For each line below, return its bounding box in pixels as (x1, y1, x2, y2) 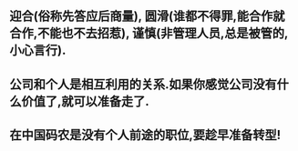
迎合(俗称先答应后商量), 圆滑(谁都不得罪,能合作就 (9, 8, 285, 25)
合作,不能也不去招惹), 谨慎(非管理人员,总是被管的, (9, 25, 289, 41)
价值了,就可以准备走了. (21, 94, 150, 109)
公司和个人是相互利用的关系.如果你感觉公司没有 (9, 76, 278, 92)
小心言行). (9, 43, 67, 58)
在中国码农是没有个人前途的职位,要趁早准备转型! (9, 127, 282, 143)
